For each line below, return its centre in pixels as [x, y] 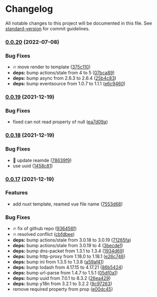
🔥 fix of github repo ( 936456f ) [44, 229]
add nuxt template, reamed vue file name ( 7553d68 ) [68, 204]
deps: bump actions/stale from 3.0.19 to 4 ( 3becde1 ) [68, 246]
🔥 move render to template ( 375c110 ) [52, 67]
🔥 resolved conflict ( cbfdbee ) [44, 234]
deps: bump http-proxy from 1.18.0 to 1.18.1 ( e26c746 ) [69, 256]
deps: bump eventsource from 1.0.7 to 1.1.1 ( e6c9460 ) [69, 84]
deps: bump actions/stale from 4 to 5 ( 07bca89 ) [64, 73]
